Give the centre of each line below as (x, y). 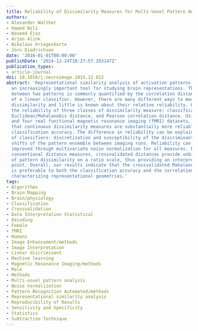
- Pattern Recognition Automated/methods (58, 291)
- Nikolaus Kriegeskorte (37, 45)
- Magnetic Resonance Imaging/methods (54, 264)
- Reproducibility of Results (43, 302)
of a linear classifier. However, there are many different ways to (97, 99)
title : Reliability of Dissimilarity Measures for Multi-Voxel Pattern (96, 12)
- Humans (17, 237)
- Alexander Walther (32, 22)
